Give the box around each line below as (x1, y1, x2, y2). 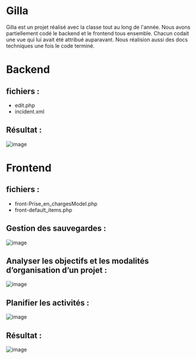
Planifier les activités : (6, 298, 89, 308)
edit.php (14, 102, 35, 109)
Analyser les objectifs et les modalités (6, 256, 149, 266)
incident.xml (14, 108, 45, 115)
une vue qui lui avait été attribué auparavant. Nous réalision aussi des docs (6, 36, 188, 43)
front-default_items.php (14, 206, 72, 213)
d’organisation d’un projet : (6, 265, 107, 275)
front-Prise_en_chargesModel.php (14, 200, 98, 207)
